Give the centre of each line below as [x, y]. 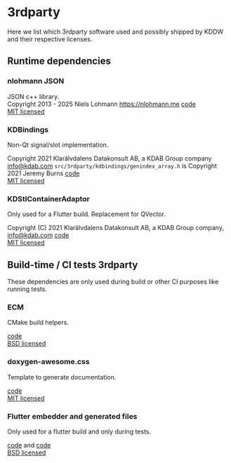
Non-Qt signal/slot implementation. [58, 145]
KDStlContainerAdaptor [48, 199]
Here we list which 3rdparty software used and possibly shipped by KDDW [115, 32]
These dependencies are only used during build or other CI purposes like [113, 282]
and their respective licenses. [50, 39]
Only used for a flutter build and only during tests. [79, 431]
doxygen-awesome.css [48, 362]
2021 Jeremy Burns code [44, 173]
